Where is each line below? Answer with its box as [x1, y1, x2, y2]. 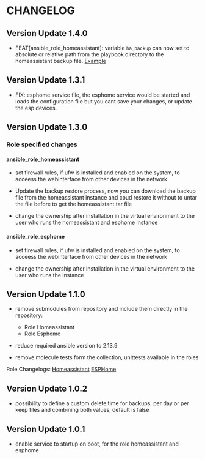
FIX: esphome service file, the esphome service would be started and [15, 91, 190, 99]
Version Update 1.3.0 [6, 122, 88, 132]
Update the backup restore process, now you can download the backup [15, 187, 196, 195]
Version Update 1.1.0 [6, 289, 85, 299]
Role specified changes [6, 140, 77, 149]
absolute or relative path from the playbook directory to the [15, 51, 164, 58]
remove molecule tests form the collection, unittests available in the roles [15, 354, 199, 361]
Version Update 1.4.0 [6, 28, 88, 39]
